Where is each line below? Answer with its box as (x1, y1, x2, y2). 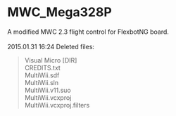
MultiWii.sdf (24, 71, 60, 79)
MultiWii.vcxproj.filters (24, 101, 90, 109)
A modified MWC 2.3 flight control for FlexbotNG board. (7, 27, 169, 36)
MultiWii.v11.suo (24, 86, 72, 94)
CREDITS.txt (24, 63, 61, 72)
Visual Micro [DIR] (24, 56, 77, 64)
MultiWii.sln (24, 78, 58, 86)
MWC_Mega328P (7, 4, 113, 20)
